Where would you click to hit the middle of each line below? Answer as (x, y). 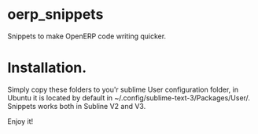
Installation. (47, 68)
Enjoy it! (20, 121)
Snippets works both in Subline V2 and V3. (77, 106)
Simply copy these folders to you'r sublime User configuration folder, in (123, 89)
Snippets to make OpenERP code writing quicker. (87, 36)
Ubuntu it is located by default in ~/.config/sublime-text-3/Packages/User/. (129, 98)
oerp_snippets (55, 14)
